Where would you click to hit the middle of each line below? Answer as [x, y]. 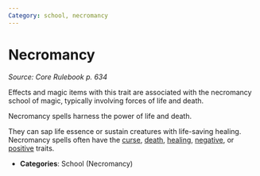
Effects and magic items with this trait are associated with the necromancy [130, 92]
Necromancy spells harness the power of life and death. [100, 116]
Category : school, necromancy [58, 15]
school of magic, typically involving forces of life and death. [106, 101]
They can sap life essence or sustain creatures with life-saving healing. [125, 131]
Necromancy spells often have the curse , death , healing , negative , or [121, 140]
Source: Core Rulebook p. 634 [58, 77]
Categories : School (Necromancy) [76, 163]
